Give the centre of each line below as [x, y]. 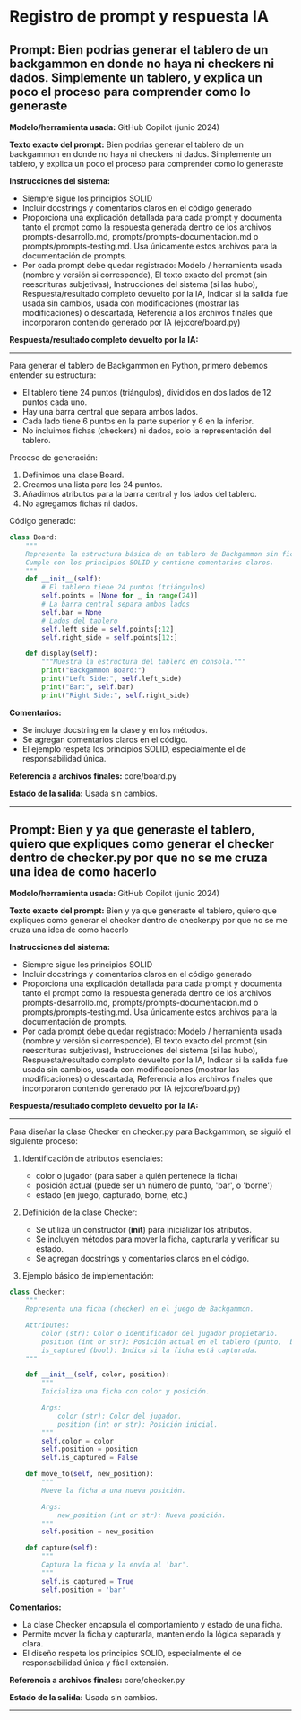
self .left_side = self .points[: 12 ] [108, 629]
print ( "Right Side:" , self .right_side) [116, 695]
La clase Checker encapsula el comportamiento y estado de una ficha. [153, 1624]
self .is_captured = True [88, 1581]
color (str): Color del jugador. [119, 1416]
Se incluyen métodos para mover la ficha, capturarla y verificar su [157, 1239]
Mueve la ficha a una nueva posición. [114, 1490]
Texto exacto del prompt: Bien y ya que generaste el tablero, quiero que [143, 911]
